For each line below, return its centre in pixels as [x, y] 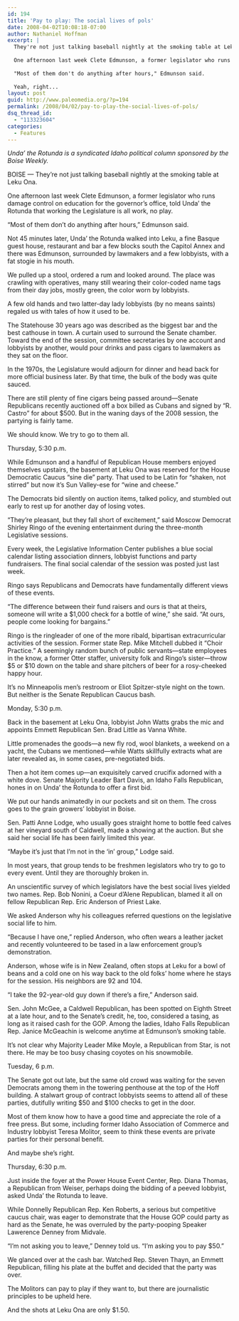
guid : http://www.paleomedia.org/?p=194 [68, 100]
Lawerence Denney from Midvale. [57, 1232]
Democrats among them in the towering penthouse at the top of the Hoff [113, 1088]
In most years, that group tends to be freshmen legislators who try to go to [116, 866]
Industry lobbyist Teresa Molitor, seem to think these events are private [111, 1132]
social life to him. [32, 923]
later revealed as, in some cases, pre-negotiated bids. [86, 759]
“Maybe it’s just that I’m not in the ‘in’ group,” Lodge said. [91, 852]
